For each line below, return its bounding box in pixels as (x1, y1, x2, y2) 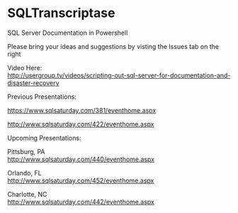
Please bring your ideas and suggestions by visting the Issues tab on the (7, 42, 220, 50)
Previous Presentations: (7, 92, 76, 101)
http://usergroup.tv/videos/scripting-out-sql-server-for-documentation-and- (7, 71, 231, 80)
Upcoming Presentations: (7, 133, 81, 142)
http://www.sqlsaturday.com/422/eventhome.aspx (7, 119, 154, 129)
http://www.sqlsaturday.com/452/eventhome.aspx (7, 176, 154, 185)
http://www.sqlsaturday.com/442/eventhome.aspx (7, 197, 154, 206)
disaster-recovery (7, 78, 59, 87)
